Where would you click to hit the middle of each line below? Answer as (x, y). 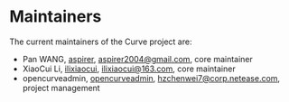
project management (61, 88)
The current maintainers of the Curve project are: (101, 42)
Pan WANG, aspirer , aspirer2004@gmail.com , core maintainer (137, 59)
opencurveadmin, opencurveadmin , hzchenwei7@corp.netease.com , (151, 78)
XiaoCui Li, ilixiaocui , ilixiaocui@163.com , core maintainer (129, 69)
